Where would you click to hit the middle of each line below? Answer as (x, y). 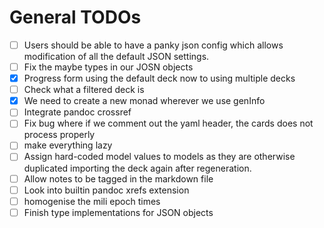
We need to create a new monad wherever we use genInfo (144, 101)
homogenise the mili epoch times (92, 201)
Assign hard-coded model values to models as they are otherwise (159, 157)
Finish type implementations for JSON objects (118, 212)
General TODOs (75, 17)
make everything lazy (68, 145)
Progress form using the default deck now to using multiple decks (159, 78)
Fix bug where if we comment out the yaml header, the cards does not (168, 123)
